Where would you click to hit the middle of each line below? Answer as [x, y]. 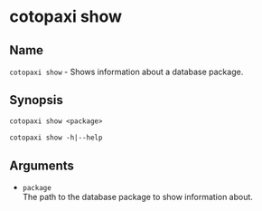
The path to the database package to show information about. [137, 197]
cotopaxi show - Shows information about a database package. [126, 72]
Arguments [42, 165]
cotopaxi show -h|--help [56, 138]
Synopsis [36, 100]
